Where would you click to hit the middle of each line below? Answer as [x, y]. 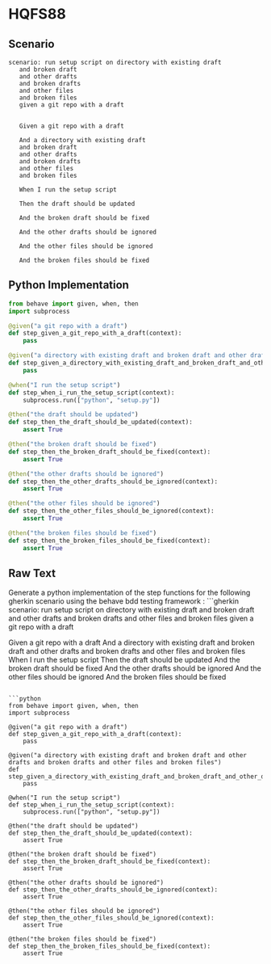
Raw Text [32, 573]
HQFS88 [37, 14]
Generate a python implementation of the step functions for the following [129, 593]
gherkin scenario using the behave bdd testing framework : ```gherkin [124, 601]
